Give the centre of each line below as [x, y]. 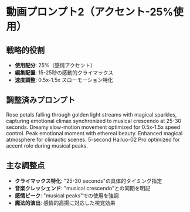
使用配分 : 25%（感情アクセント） [55, 65]
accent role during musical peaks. [47, 146]
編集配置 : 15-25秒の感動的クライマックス [64, 73]
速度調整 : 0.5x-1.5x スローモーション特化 [64, 80]
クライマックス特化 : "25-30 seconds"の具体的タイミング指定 [88, 181]
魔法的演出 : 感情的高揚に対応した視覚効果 [65, 203]
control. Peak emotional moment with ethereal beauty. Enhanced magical [94, 133]
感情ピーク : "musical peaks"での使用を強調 [67, 195]
